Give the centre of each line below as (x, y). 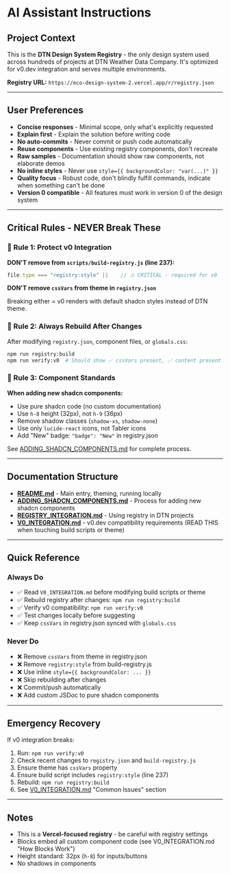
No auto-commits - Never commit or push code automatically (104, 141)
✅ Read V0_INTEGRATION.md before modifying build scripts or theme (111, 593)
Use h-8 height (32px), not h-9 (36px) (70, 413)
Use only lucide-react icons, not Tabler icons (81, 428)
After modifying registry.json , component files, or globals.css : (98, 341)
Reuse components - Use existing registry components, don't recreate (117, 148)
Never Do (23, 641)
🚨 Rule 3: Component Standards (61, 378)
